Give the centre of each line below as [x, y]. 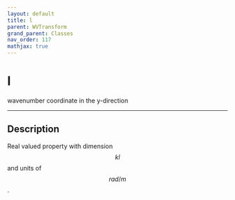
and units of [24, 168]
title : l [20, 20]
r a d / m [117, 179]
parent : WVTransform [37, 27]
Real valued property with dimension [60, 146]
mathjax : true [28, 46]
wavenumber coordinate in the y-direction [68, 100]
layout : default [31, 14]
